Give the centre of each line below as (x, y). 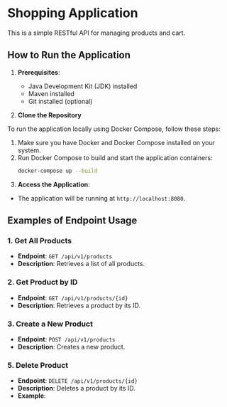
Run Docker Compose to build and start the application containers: (115, 157)
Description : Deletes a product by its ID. (77, 388)
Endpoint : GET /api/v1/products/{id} (73, 297)
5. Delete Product (38, 365)
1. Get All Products (40, 240)
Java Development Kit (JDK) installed (83, 86)
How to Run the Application (69, 55)
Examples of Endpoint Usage (72, 221)
